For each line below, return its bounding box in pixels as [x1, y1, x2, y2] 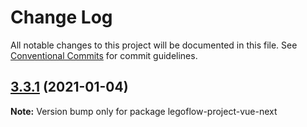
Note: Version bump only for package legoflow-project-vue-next [10, 105, 278, 117]
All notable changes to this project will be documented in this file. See [10, 39, 298, 51]
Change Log [10, 6, 113, 29]
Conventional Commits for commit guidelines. [10, 49, 198, 61]
